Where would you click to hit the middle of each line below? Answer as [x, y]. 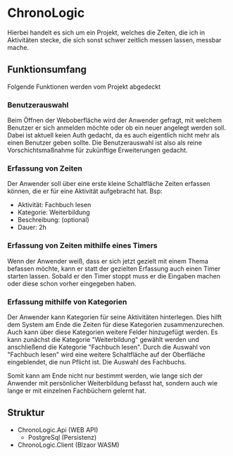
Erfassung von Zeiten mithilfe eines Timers [83, 246]
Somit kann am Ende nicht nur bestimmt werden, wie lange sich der [105, 376]
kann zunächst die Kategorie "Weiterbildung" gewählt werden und [103, 339]
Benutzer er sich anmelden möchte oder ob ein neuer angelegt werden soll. [117, 128]
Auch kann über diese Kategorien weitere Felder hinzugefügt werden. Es [113, 332]
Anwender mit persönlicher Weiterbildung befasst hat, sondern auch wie [113, 383]
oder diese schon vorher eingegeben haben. [72, 283]
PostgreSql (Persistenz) [62, 437]
